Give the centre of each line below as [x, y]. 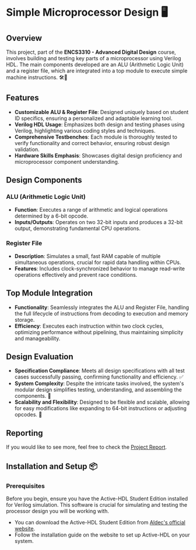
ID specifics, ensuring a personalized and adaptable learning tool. [93, 118]
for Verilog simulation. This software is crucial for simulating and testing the [97, 504]
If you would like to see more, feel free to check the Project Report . [87, 447]
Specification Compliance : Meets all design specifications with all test [99, 371]
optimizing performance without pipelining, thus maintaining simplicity [99, 332]
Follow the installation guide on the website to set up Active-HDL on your [102, 535]
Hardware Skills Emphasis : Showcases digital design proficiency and [98, 155]
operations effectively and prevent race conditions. [76, 274]
